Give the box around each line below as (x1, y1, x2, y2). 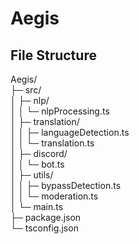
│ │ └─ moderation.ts (10, 190, 99, 202)
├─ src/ (10, 84, 42, 96)
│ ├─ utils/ (10, 169, 54, 181)
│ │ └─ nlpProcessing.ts (10, 105, 110, 117)
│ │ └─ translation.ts (10, 137, 95, 149)
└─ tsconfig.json (10, 222, 79, 234)
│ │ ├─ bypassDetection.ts (10, 180, 122, 191)
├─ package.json (10, 212, 82, 223)
